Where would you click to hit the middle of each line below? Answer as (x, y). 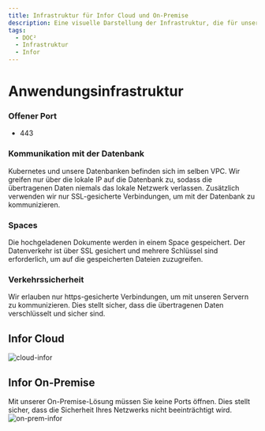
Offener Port (33, 116)
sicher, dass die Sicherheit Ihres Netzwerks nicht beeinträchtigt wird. (120, 410)
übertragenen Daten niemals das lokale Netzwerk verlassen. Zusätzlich (124, 187)
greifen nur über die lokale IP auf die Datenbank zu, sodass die (110, 180)
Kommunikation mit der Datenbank (76, 153)
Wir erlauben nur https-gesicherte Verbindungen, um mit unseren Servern (129, 297)
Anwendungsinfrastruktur (96, 91)
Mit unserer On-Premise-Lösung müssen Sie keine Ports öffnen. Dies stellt (129, 401)
